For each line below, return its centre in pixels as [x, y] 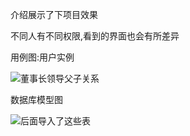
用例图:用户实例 [42, 57]
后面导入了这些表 [55, 121]
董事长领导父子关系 [60, 78]
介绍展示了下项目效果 [54, 14]
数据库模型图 [36, 99]
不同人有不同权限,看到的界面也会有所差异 [95, 36]
